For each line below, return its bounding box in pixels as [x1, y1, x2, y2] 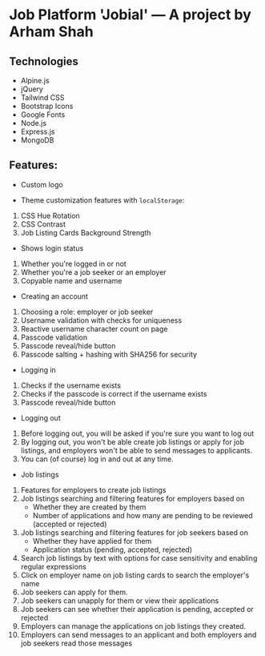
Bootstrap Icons [20, 102, 74, 111]
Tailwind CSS [20, 93, 65, 102]
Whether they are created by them [32, 502, 147, 512]
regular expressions [20, 561, 86, 571]
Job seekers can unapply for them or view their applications [20, 595, 219, 606]
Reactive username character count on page [20, 324, 168, 333]
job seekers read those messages [20, 638, 133, 648]
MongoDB [20, 135, 54, 145]
